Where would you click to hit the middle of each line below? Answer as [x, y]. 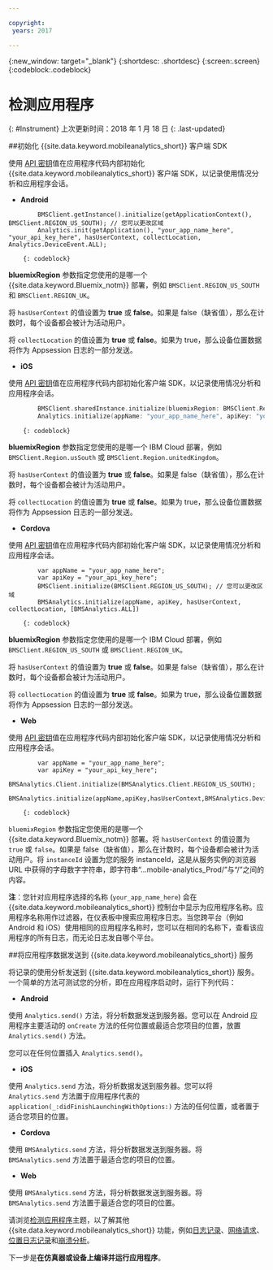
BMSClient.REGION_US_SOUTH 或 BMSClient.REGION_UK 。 [97, 650]
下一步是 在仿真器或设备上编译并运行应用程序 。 [87, 1258]
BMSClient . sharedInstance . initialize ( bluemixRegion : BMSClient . [149, 409]
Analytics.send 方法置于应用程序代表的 [74, 1096]
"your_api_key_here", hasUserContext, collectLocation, [105, 238]
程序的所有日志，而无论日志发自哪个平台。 [87, 938]
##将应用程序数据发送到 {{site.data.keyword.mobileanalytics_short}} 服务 [131, 955]
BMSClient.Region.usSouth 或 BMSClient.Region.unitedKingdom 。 [116, 457]
